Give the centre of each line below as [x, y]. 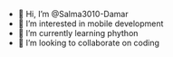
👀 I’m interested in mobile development [91, 24]
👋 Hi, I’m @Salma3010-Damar [73, 14]
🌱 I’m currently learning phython [78, 33]
